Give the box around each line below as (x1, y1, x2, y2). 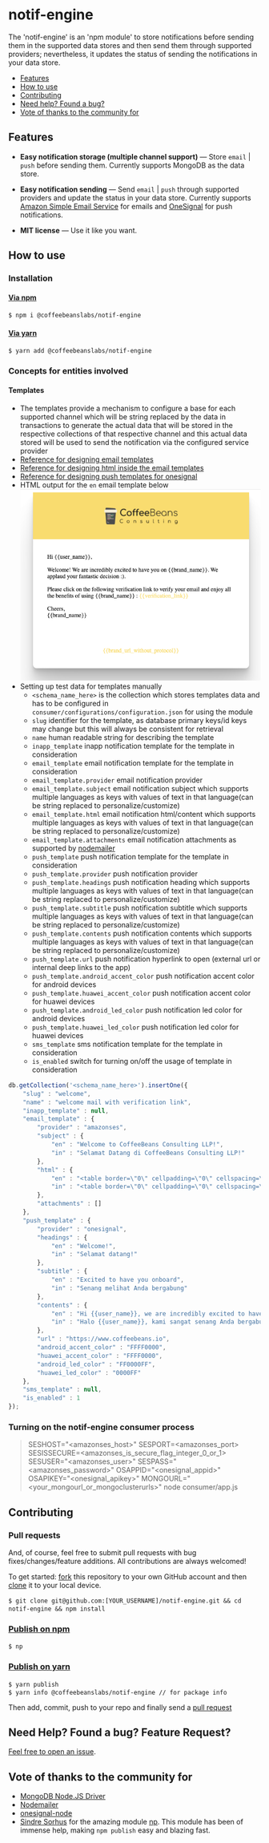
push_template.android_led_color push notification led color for (31, 1004, 243, 1015)
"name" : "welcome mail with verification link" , (22, 1098, 192, 1106)
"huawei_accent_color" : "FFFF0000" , (37, 1352, 163, 1360)
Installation (8, 273, 54, 284)
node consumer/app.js (163, 1482, 239, 1492)
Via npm (8, 293, 38, 302)
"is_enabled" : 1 (22, 1394, 81, 1402)
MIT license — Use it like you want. (19, 225, 138, 235)
